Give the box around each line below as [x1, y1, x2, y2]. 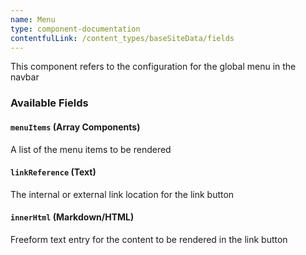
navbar [10, 71, 40, 83]
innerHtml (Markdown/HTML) [10, 211, 135, 223]
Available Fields [10, 96, 89, 110]
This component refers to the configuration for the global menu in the [10, 61, 297, 73]
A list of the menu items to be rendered [10, 143, 172, 155]
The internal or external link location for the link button [10, 188, 235, 200]
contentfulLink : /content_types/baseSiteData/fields [10, 33, 235, 43]
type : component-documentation [10, 24, 141, 34]
